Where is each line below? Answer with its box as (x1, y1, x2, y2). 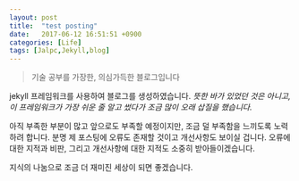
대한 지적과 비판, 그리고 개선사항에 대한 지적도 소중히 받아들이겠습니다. (9, 144, 255, 154)
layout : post (9, 12, 58, 22)
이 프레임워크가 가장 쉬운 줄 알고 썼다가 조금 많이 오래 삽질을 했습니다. (9, 102, 252, 112)
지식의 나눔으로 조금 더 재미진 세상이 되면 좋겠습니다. (9, 162, 193, 173)
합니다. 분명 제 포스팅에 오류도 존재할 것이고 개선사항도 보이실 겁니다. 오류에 (25, 132, 291, 143)
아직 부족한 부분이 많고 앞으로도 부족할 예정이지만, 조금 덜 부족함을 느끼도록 (9, 121, 272, 132)
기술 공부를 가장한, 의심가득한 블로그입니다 (30, 72, 181, 83)
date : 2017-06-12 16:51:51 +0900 (9, 29, 142, 38)
